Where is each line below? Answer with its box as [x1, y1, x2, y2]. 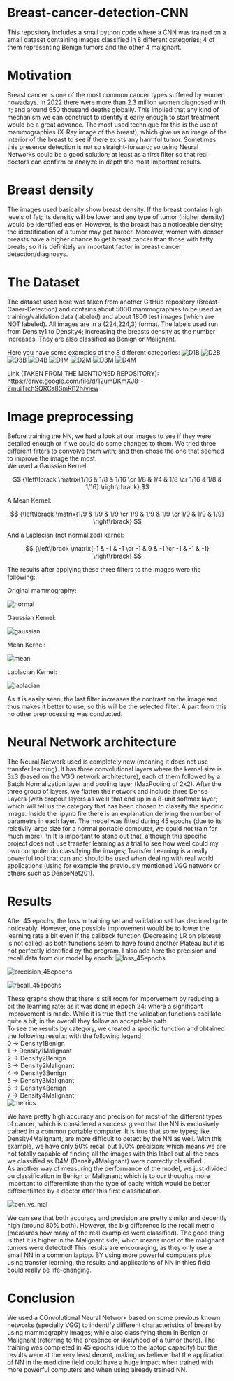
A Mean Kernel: [7, 496, 52, 505]
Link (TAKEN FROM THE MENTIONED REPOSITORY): [7, 369, 159, 377]
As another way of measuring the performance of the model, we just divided [7, 1164, 227, 1172]
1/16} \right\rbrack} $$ [85, 482, 149, 491]
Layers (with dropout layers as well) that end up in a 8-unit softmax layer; [7, 794, 218, 803]
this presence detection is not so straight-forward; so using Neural [7, 142, 199, 151]
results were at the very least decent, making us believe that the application [7, 1350, 225, 1359]
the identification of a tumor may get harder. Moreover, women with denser [7, 227, 224, 236]
